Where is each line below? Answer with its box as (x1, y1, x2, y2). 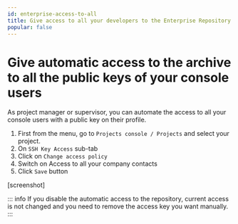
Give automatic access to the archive (7, 54, 232, 70)
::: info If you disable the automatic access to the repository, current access (7, 195, 229, 203)
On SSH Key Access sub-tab (17, 144, 98, 153)
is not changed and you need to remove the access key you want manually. (7, 202, 229, 210)
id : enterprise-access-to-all (7, 10, 98, 18)
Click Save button (17, 167, 68, 176)
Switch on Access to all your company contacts (17, 159, 158, 168)
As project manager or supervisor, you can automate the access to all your (7, 108, 227, 117)
